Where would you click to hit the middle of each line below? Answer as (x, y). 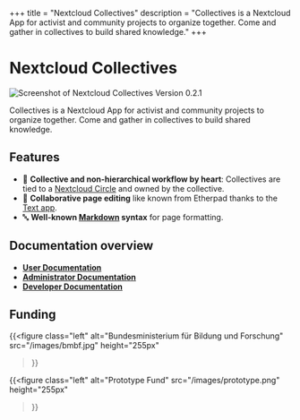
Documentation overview (81, 246)
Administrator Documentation (79, 277)
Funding (33, 314)
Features (34, 157)
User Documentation (62, 267)
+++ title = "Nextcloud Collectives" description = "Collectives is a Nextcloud (150, 13)
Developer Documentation (73, 287)
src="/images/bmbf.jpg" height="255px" (84, 346)
